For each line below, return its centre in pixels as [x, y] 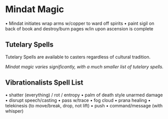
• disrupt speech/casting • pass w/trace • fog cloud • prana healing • [78, 100]
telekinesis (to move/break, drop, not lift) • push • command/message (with [84, 105]
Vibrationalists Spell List [44, 83]
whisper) [14, 111]
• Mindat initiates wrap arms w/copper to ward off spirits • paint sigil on [80, 23]
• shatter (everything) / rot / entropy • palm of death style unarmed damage [84, 95]
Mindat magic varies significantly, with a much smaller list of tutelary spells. [85, 66]
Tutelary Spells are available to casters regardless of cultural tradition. [78, 57]
